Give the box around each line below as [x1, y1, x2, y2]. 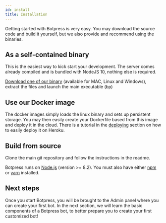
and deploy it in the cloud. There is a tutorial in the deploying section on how [5, 122, 162, 128]
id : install [5, 7, 30, 12]
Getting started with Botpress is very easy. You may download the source [5, 25, 155, 31]
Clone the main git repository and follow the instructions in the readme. [5, 154, 150, 160]
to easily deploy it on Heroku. [5, 127, 65, 133]
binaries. [5, 36, 23, 42]
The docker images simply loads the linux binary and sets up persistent [5, 111, 151, 117]
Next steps [5, 184, 40, 193]
